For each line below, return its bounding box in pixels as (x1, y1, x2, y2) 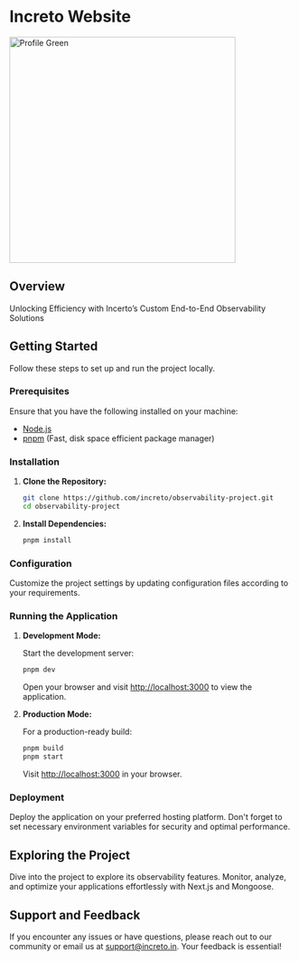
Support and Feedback (9, 907, 141, 923)
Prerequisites (9, 385, 70, 398)
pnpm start (22, 752, 64, 761)
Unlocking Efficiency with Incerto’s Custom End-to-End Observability (9, 303, 266, 314)
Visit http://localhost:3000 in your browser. (22, 768, 182, 779)
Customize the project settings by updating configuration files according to (9, 578, 289, 589)
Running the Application (9, 610, 118, 622)
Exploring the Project (9, 847, 131, 862)
